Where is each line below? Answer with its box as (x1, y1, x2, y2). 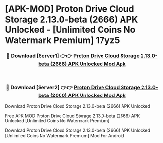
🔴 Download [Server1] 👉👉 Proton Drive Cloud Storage (6, 52, 140, 59)
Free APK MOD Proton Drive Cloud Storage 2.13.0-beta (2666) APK (5, 113, 140, 119)
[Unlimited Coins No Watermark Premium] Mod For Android (5, 132, 124, 138)
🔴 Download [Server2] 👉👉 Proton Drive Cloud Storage (6, 84, 140, 91)
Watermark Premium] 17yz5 (5, 35, 121, 46)
